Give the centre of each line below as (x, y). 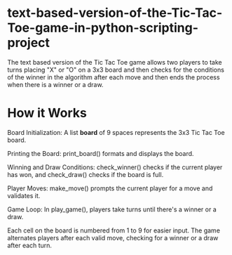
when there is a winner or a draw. (55, 84)
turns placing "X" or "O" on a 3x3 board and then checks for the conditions (116, 70)
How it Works (47, 113)
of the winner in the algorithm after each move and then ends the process (114, 77)
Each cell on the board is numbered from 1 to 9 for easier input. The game (114, 230)
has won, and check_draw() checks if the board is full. (86, 174)
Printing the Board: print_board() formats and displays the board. (101, 153)
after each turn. (30, 245)
